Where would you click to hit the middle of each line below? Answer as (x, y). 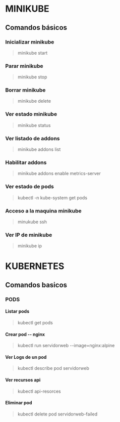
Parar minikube (24, 66)
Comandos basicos (36, 285)
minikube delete (34, 101)
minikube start (33, 53)
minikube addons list (39, 149)
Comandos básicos (36, 28)
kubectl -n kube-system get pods (52, 197)
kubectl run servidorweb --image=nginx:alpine (66, 346)
